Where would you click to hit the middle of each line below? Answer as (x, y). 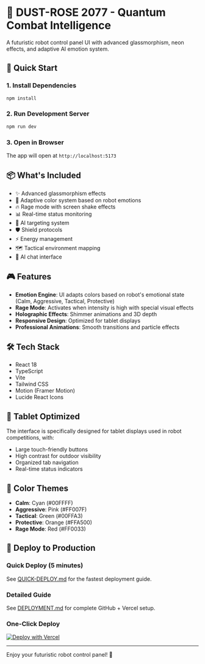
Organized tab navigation (47, 463)
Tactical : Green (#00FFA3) (49, 516)
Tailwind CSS (32, 384)
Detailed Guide (29, 594)
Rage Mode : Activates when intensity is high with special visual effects (104, 308)
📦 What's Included (44, 176)
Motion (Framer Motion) (45, 391)
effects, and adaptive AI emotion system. (58, 49)
